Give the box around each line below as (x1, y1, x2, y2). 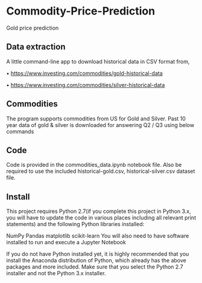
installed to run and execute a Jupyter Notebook (6, 239, 127, 246)
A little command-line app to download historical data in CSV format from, (6, 57, 190, 65)
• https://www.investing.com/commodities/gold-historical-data (6, 70, 163, 77)
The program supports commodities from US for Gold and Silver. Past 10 (6, 115, 186, 122)
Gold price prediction (6, 24, 59, 31)
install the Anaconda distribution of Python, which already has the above (6, 257, 187, 264)
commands (6, 128, 34, 135)
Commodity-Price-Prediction (6, 4, 156, 18)
